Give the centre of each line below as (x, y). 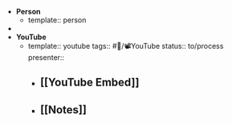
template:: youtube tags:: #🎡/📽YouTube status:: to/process (126, 46)
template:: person (57, 20)
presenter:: (46, 58)
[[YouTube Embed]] (90, 83)
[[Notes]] (63, 110)
